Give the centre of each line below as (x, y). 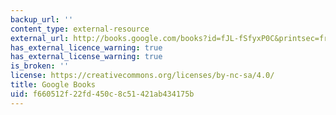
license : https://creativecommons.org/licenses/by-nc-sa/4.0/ (142, 76)
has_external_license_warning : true (86, 57)
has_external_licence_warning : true (86, 47)
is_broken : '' (40, 66)
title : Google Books (53, 85)
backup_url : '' (42, 19)
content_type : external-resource (80, 29)
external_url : (40, 38)
